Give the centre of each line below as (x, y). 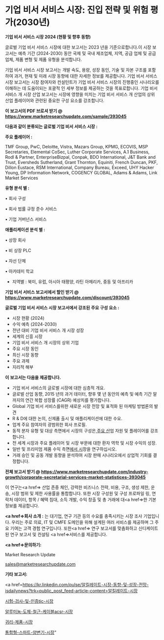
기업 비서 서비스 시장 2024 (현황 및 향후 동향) (48, 37)
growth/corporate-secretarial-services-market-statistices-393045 (75, 477)
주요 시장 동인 (25, 349)
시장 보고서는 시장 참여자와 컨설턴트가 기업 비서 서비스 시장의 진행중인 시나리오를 (82, 82)
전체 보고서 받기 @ (23, 472)
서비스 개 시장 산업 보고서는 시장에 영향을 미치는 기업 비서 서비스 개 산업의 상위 (80, 94)
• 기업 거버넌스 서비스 (26, 219)
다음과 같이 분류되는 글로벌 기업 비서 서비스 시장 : (51, 126)
